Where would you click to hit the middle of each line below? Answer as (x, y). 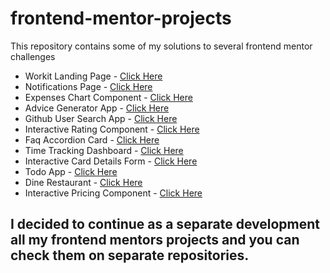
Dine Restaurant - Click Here (83, 182)
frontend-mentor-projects (121, 18)
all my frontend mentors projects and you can (155, 240)
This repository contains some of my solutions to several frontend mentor (161, 46)
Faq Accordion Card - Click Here (92, 139)
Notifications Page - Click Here (88, 86)
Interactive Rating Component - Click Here (112, 129)
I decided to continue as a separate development (165, 224)
